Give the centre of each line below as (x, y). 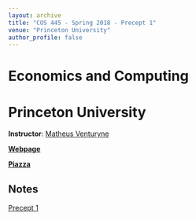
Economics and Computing (98, 76)
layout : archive (35, 15)
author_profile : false (45, 37)
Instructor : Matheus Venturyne (59, 134)
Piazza (20, 164)
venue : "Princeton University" (59, 30)
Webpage (24, 149)
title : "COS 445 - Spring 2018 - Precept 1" (82, 23)
